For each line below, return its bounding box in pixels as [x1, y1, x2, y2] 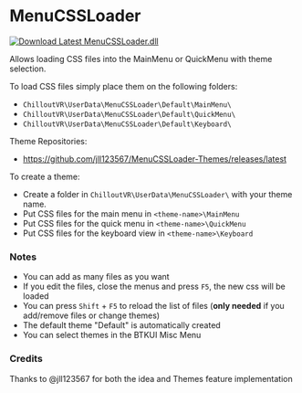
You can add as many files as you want [22, 271, 171, 282]
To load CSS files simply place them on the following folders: [9, 80, 238, 91]
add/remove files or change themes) [22, 310, 161, 321]
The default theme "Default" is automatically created [22, 320, 221, 331]
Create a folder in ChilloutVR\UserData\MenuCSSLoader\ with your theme [22, 188, 293, 199]
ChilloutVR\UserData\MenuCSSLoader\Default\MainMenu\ [22, 100, 232, 110]
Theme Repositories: [9, 135, 88, 146]
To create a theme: [9, 171, 80, 182]
